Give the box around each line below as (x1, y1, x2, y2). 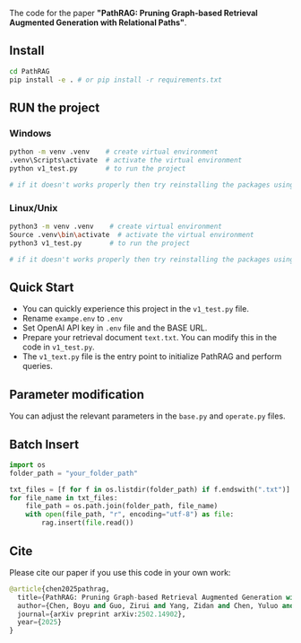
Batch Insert (9, 436, 79, 452)
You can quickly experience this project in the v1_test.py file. (21, 304, 249, 314)
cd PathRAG (9, 66, 50, 75)
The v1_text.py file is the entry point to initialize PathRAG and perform (21, 351, 282, 362)
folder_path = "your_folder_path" (9, 469, 139, 478)
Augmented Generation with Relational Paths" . (9, 17, 187, 28)
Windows (9, 127, 52, 139)
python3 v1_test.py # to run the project (9, 238, 191, 248)
